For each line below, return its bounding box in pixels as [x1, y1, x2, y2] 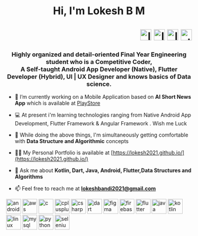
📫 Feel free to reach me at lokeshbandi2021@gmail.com [14, 185, 156, 192]
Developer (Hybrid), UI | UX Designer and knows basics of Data [6, 72, 192, 80]
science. [86, 80, 112, 88]
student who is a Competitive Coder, [45, 57, 153, 66]
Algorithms [14, 173, 43, 180]
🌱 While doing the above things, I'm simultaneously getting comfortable [14, 131, 189, 138]
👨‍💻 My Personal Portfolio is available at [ [14, 149, 113, 156]
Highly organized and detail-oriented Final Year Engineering [11, 50, 187, 59]
